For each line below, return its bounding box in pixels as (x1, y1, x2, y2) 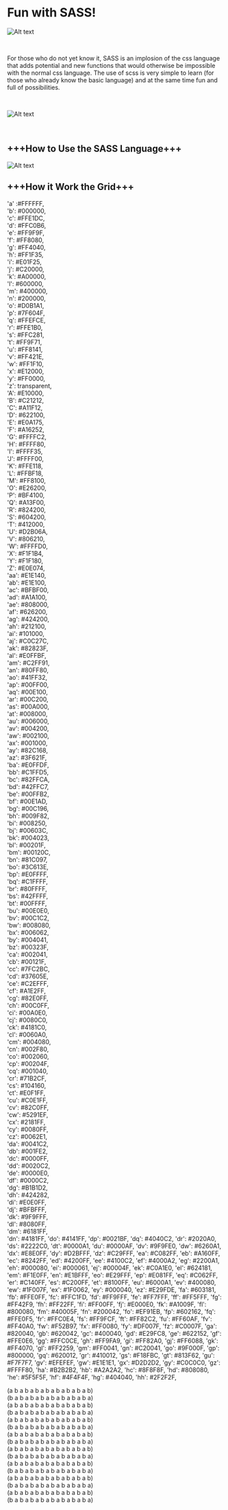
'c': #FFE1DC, (7, 214, 45, 222)
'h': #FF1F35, (7, 250, 44, 259)
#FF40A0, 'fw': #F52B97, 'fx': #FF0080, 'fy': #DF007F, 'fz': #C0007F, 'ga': (7, 1322, 218, 1330)
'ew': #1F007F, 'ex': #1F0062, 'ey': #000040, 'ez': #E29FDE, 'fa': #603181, (7, 1285, 216, 1294)
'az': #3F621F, (7, 753, 47, 762)
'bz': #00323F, (7, 943, 49, 951)
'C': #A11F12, (7, 403, 43, 412)
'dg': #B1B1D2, (7, 1183, 48, 1192)
